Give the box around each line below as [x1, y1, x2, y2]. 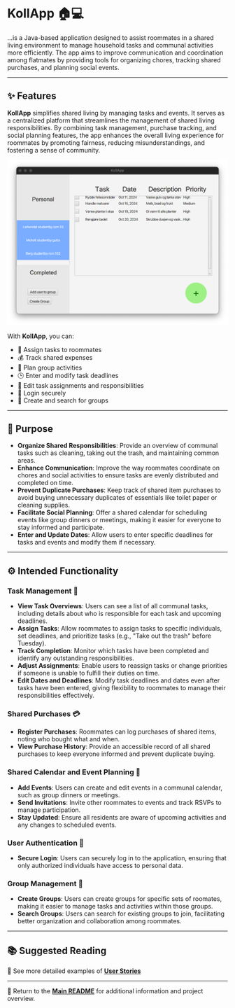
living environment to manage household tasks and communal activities [7, 41, 213, 49]
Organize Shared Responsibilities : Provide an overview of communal [17, 442, 218, 450]
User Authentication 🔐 [7, 838, 84, 848]
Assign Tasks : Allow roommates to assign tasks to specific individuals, [17, 624, 222, 633]
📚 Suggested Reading [7, 944, 107, 956]
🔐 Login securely [17, 388, 66, 397]
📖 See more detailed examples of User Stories [7, 967, 141, 975]
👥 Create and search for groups [17, 396, 108, 405]
